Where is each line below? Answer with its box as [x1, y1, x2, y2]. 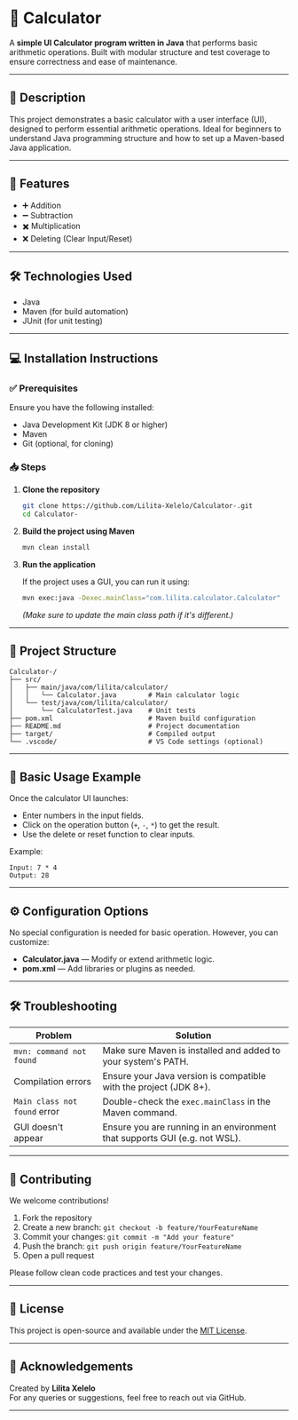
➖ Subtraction [21, 210, 74, 220]
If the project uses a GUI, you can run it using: [21, 576, 191, 587]
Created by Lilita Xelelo [9, 1383, 96, 1393]
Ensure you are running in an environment [102, 1121, 277, 1133]
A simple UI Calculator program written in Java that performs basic [9, 37, 258, 48]
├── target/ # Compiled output [9, 729, 216, 738]
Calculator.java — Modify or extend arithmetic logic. [21, 954, 216, 964]
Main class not [13, 1097, 78, 1107]
